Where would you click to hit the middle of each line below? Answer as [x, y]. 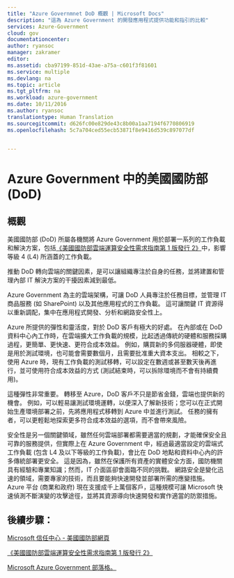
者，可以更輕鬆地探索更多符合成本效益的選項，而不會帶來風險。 [99, 420]
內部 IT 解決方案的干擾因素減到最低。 [67, 280]
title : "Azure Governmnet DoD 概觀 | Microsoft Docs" [86, 14]
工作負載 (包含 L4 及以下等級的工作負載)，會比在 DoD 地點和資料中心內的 [112, 452]
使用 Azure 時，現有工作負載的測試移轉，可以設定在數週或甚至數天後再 [109, 362]
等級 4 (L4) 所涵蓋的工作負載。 [52, 257]
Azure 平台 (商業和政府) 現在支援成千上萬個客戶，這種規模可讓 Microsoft [111, 487]
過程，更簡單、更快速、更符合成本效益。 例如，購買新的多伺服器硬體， [109, 344]
